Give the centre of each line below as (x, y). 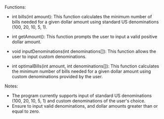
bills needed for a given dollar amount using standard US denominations (85, 22)
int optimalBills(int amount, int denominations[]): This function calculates (85, 66)
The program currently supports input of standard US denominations (82, 96)
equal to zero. (26, 111)
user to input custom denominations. (49, 57)
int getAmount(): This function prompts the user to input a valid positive (84, 37)
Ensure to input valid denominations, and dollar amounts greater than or (85, 106)
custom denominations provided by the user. (57, 76)
